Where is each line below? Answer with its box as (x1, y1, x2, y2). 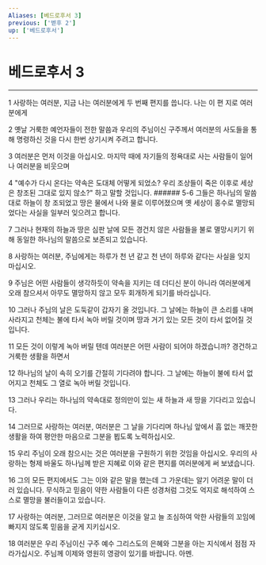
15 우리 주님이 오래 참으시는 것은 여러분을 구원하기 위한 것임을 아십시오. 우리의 (8, 449, 249, 458)
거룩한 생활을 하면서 (8, 352, 70, 361)
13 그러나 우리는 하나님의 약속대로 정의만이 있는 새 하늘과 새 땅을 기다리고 (8, 395, 235, 405)
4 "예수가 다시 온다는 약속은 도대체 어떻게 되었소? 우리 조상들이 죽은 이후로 (8, 178, 239, 188)
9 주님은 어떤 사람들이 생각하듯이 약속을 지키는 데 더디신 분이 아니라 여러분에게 (8, 278, 251, 288)
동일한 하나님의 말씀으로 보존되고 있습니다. (16, 235, 148, 244)
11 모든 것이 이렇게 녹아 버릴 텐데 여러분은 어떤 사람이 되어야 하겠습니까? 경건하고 (8, 342, 258, 351)
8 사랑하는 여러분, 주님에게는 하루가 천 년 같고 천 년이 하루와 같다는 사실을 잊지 (8, 251, 251, 262)
